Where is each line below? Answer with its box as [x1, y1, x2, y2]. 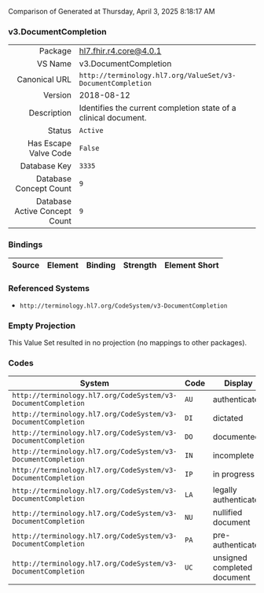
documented [212, 432, 260, 443]
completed [212, 562, 253, 573]
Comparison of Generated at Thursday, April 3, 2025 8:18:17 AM [8, 7, 215, 16]
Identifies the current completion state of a [79, 102, 237, 113]
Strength [123, 260, 157, 271]
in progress [212, 469, 255, 480]
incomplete [212, 450, 255, 461]
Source [12, 260, 40, 271]
